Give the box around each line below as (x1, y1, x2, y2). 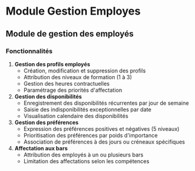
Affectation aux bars (14, 144, 68, 152)
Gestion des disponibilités (14, 92, 83, 100)
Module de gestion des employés (5, 29, 134, 39)
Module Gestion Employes (5, 4, 141, 18)
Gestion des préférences (14, 119, 79, 126)
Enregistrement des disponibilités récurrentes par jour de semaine (23, 99, 190, 106)
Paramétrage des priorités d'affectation (23, 86, 123, 94)
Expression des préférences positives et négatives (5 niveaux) (23, 125, 180, 132)
